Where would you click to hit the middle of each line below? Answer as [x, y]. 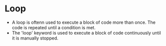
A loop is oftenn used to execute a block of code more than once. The [83, 22]
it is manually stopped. [35, 38]
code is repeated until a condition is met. [54, 27]
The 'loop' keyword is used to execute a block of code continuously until [86, 33]
